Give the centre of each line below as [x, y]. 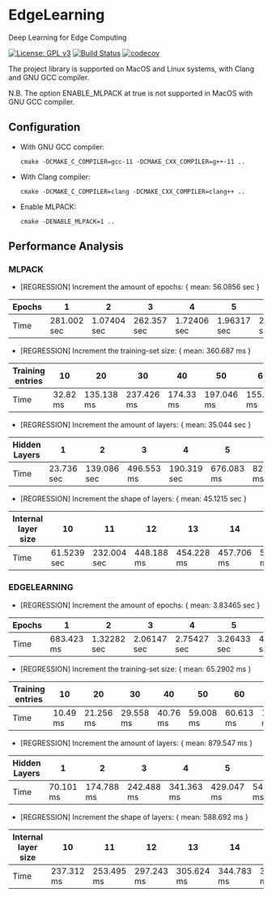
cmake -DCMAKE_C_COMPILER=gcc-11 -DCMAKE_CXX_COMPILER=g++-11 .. [132, 161]
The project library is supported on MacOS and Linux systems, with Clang [132, 69]
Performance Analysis [66, 246]
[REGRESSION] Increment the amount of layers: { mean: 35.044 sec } [136, 425]
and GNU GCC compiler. [49, 77]
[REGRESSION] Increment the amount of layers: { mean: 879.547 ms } [136, 743]
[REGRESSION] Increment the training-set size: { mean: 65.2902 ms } [136, 669]
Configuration [45, 127]
